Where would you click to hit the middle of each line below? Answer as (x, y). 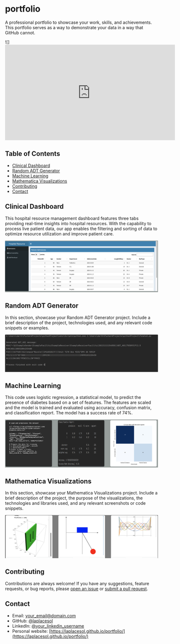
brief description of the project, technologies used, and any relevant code (79, 322)
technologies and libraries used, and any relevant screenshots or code (75, 503)
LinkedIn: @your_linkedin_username (48, 626)
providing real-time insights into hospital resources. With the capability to (78, 223)
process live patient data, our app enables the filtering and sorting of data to (81, 229)
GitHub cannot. (20, 33)
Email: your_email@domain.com (44, 615)
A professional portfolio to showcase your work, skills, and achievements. (79, 22)
